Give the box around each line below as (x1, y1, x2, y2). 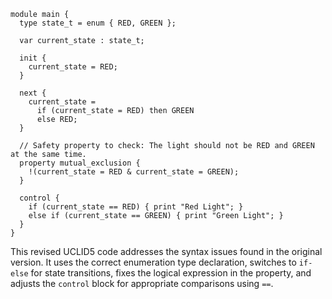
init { (19, 53, 47, 63)
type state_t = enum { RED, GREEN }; (19, 18, 177, 28)
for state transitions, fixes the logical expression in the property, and (30, 267, 312, 279)
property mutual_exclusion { (19, 158, 141, 168)
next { (19, 88, 47, 98)
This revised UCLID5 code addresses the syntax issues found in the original (10, 246, 323, 257)
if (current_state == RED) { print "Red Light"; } (28, 202, 244, 212)
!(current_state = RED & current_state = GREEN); (28, 167, 240, 177)
